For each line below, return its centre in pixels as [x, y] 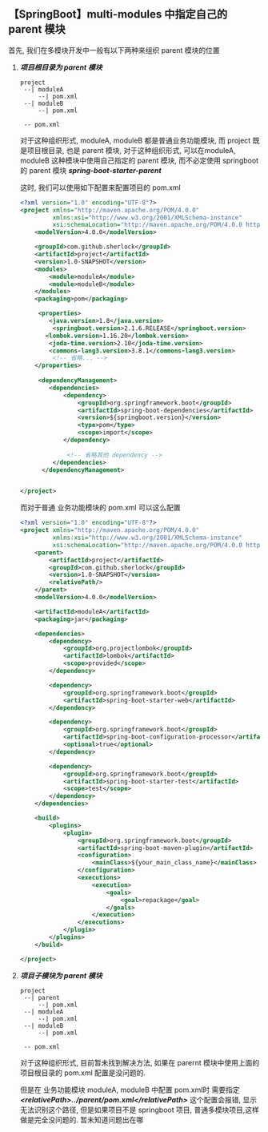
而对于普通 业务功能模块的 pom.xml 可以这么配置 [100, 508]
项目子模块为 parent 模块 [61, 975]
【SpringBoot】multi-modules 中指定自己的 [118, 14]
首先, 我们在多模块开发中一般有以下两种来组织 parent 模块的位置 [114, 50]
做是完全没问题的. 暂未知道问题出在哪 [82, 1119]
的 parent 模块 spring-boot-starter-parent [90, 170]
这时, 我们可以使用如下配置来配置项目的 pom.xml [100, 187]
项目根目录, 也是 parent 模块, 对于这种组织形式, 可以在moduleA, [131, 150]
